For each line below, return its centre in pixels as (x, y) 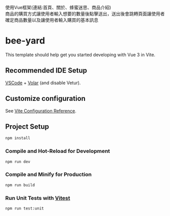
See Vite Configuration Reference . (41, 111)
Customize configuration (46, 99)
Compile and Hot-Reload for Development (58, 151)
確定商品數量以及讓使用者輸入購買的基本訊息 (52, 20)
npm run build (20, 185)
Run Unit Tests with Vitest (38, 198)
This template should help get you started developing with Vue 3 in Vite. (80, 55)
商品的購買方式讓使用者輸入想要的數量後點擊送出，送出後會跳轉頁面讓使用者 (85, 14)
